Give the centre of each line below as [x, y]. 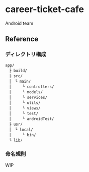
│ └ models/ [26, 92]
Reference [22, 39]
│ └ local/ [21, 130]
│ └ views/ [25, 108]
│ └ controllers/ [31, 87]
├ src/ [16, 76]
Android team [19, 23]
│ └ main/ [20, 81]
